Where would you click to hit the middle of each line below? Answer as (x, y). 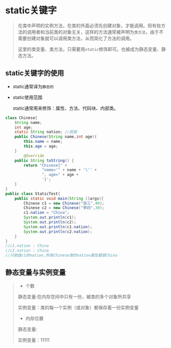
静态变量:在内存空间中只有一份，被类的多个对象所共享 (74, 296)
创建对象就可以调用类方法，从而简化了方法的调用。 (80, 38)
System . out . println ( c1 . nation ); (58, 227)
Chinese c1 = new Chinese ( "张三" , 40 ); (64, 203)
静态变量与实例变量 (35, 273)
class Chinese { (21, 118)
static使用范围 (27, 97)
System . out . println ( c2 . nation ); (58, 232)
